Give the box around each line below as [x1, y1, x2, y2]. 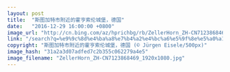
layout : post [7, 10, 44, 17]
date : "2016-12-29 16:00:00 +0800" [7, 23, 115, 29]
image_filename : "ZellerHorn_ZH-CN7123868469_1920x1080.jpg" [7, 55, 186, 62]
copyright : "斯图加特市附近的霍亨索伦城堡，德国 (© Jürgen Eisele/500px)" [7, 42, 207, 49]
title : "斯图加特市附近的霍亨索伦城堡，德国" [7, 16, 125, 23]
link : [7, 36, 23, 43]
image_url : [7, 29, 38, 36]
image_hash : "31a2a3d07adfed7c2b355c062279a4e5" [7, 49, 149, 56]
